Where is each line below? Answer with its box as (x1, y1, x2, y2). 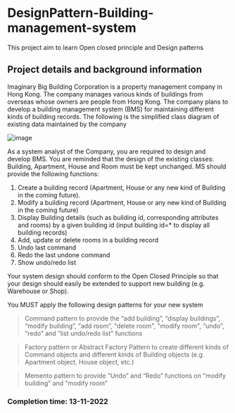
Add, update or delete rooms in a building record (17, 235, 159, 244)
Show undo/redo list (17, 258, 77, 266)
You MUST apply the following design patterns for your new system (7, 300, 204, 309)
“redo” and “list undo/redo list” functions (24, 329, 143, 338)
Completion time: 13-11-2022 (7, 396, 109, 406)
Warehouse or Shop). (7, 287, 69, 295)
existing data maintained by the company (7, 120, 127, 128)
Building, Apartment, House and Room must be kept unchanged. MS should (7, 162, 227, 171)
